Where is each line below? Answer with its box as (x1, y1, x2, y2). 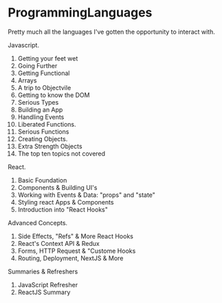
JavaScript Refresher (17, 280, 78, 289)
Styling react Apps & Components (17, 198, 114, 206)
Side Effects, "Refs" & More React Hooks (17, 232, 133, 240)
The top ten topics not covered (17, 149, 106, 158)
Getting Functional (17, 69, 70, 77)
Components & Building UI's (17, 183, 98, 191)
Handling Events (17, 112, 65, 121)
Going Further (17, 61, 58, 70)
